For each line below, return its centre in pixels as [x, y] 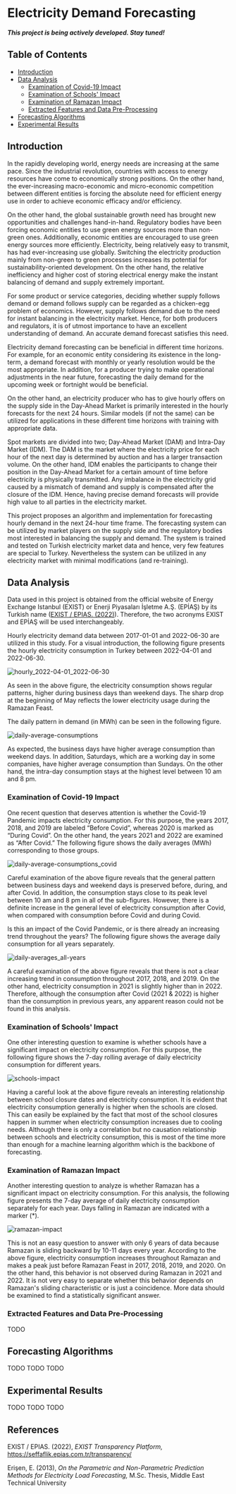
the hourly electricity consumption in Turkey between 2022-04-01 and [110, 651]
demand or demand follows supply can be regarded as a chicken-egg [108, 303]
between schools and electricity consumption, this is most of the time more [117, 1137]
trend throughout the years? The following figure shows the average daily [114, 936]
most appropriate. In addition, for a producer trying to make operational [111, 369]
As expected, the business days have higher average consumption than [111, 749]
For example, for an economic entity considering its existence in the [106, 354]
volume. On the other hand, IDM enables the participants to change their [112, 464]
